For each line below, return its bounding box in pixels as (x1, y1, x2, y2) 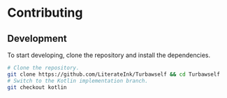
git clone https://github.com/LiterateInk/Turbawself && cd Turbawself (7, 71, 220, 78)
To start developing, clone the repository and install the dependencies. (7, 51, 211, 59)
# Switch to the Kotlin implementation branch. (7, 77, 149, 84)
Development (7, 33, 68, 44)
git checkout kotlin (7, 83, 68, 91)
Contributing (7, 5, 83, 21)
